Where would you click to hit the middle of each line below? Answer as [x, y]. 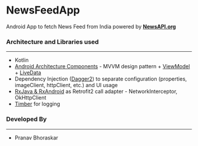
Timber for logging [37, 104]
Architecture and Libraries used [52, 42]
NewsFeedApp [43, 10]
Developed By [27, 120]
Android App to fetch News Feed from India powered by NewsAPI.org [91, 26]
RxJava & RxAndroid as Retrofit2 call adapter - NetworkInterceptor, [96, 91]
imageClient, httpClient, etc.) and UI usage [66, 85]
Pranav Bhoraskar [36, 137]
